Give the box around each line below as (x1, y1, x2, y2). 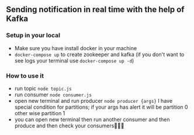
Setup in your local (6, 32, 60, 40)
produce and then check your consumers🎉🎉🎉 (14, 122, 124, 129)
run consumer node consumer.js (14, 91, 92, 98)
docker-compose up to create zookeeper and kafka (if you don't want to (14, 51, 185, 58)
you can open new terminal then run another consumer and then (14, 116, 170, 123)
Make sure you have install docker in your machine (14, 44, 137, 51)
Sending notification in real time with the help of (6, 5, 185, 15)
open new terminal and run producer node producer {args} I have (14, 97, 173, 104)
